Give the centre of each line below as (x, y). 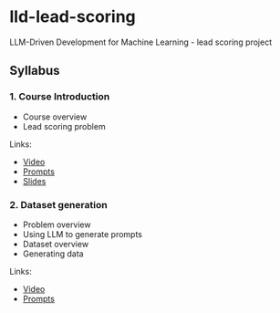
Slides (34, 181)
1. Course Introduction (60, 97)
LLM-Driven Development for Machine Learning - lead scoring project (140, 42)
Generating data (53, 254)
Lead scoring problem (64, 126)
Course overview (55, 117)
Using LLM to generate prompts (83, 234)
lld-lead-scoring (73, 17)
